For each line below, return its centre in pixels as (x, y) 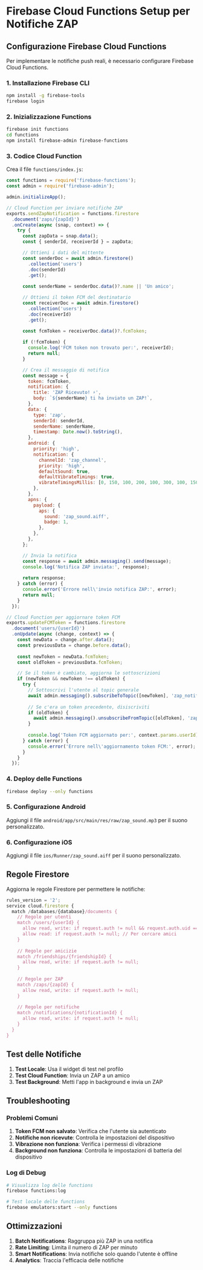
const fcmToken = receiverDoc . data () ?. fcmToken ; (85, 331)
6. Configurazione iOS (39, 842)
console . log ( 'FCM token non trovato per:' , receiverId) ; (101, 348)
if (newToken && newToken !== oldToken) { (71, 679)
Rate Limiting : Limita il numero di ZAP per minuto (76, 1247)
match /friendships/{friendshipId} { (65, 956)
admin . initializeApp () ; (36, 197)
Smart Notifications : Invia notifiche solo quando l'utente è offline (96, 1254)
